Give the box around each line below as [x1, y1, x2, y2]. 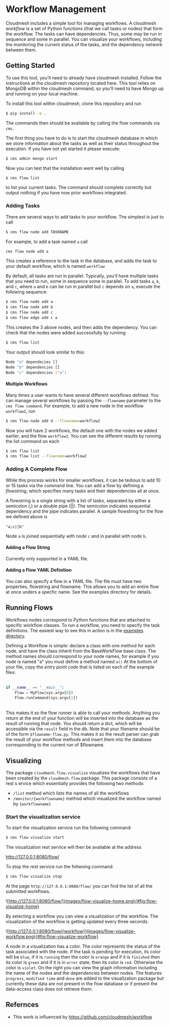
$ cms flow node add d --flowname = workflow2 [6, 418, 100, 423]
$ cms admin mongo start [6, 156, 58, 161]
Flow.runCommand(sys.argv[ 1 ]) [15, 696, 78, 701]
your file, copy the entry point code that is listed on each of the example [6, 664, 154, 670]
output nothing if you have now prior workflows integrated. [6, 190, 127, 196]
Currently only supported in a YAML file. [6, 555, 89, 561]
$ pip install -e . [6, 110, 47, 116]
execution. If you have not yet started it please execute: [6, 146, 120, 152]
